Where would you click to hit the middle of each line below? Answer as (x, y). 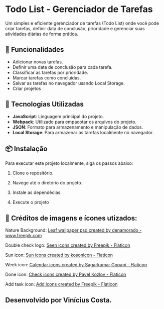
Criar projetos (27, 88)
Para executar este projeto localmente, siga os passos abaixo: (69, 163)
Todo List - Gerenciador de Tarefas (79, 9)
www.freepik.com (24, 236)
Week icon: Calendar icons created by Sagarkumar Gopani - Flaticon (76, 265)
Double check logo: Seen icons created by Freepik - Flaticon (68, 245)
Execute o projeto (31, 202)
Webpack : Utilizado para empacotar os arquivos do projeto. (74, 122)
